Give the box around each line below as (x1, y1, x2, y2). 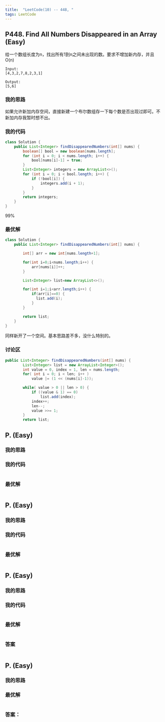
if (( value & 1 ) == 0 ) (31, 390, 78, 395)
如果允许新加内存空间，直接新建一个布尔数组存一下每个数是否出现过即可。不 (5, 108, 161, 114)
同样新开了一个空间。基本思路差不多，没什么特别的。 (5, 333, 113, 339)
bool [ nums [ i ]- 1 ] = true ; (31, 158, 83, 163)
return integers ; (23, 194, 58, 200)
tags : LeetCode (5, 12, 36, 17)
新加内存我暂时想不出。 (5, 114, 53, 120)
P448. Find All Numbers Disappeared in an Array (5, 30, 158, 38)
